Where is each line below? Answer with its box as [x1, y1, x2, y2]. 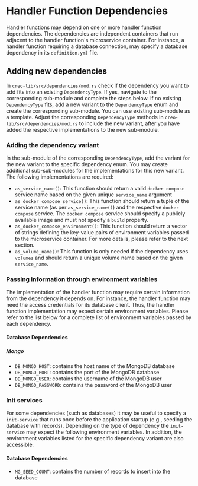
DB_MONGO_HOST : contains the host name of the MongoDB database [14, 362, 176, 369]
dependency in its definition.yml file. [6, 49, 99, 56]
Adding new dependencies [6, 66, 108, 77]
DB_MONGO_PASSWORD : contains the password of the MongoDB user [14, 381, 173, 388]
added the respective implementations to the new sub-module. [6, 126, 160, 133]
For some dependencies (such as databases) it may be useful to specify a [6, 409, 186, 417]
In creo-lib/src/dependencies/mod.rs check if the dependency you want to [6, 82, 189, 89]
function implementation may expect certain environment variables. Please [6, 307, 189, 315]
